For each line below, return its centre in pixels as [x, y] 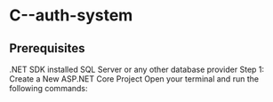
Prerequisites [47, 48]
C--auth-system [71, 16]
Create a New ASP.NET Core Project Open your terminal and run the [134, 79]
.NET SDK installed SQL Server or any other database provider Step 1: [137, 69]
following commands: [48, 88]
